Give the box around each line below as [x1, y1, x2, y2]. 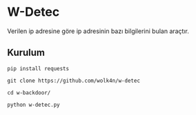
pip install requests [7, 65, 70, 72]
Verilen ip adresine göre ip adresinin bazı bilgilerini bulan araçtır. [7, 27, 190, 35]
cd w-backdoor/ [7, 89, 51, 96]
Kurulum [7, 47, 46, 59]
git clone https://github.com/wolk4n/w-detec [7, 77, 140, 84]
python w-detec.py [7, 101, 60, 108]
